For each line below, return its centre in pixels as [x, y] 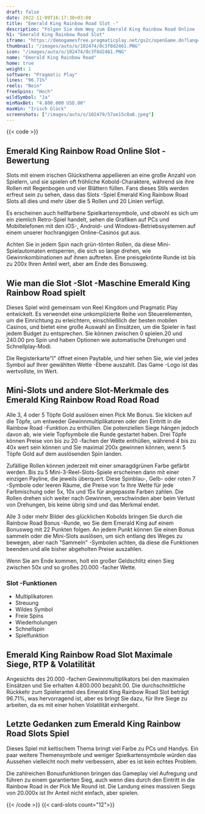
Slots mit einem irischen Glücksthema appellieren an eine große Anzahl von [101, 176]
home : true [20, 63]
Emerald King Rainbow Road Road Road [83, 400]
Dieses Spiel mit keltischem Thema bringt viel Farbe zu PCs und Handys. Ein [103, 748]
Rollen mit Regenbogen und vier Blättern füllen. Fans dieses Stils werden [98, 188]
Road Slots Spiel [38, 734]
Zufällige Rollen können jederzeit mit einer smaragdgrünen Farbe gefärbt [98, 465]
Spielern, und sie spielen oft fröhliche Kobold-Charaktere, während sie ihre [100, 182]
